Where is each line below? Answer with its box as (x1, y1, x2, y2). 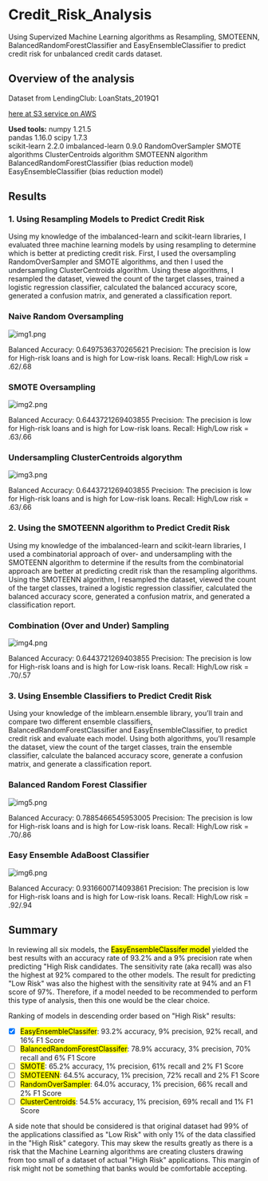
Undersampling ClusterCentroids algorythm (8, 452, 183, 463)
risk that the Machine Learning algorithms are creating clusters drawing (8, 1147, 243, 1156)
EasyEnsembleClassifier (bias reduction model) (8, 166, 164, 176)
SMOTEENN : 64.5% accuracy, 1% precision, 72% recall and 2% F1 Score (19, 1070, 260, 1080)
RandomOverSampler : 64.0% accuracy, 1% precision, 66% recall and (19, 1079, 248, 1088)
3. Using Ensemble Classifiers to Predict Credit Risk (8, 690, 212, 701)
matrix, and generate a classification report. (8, 760, 152, 769)
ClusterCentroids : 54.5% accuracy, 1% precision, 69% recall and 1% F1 (19, 1096, 254, 1106)
